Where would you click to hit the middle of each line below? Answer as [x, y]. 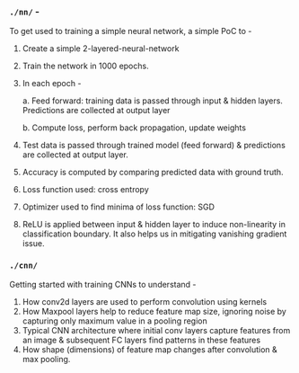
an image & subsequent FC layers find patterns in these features [141, 340]
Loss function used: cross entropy [86, 190]
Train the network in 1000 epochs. [86, 66]
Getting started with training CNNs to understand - [103, 284]
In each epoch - [52, 84]
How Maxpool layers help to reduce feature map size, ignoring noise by [154, 311]
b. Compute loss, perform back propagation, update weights [134, 128]
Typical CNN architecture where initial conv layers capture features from [156, 330]
